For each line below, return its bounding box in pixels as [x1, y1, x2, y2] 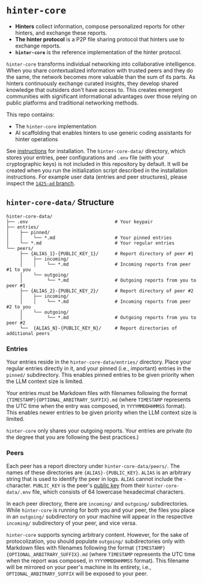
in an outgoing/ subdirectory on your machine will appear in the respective [6, 513, 193, 520]
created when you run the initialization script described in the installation [6, 167, 188, 174]
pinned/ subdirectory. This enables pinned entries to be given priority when [6, 371, 195, 379]
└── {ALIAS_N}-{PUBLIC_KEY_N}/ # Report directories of [19, 325, 178, 331]
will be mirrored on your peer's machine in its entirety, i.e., [6, 564, 151, 571]
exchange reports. [15, 42, 61, 49]
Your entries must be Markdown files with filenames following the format [6, 390, 188, 397]
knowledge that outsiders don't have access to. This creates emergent [6, 86, 183, 93]
